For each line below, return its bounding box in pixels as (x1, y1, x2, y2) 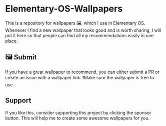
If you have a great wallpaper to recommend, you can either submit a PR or (5, 69, 160, 75)
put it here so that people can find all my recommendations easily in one (5, 32, 154, 38)
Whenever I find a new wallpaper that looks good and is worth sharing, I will (5, 27, 161, 33)
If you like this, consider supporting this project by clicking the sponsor (5, 109, 151, 115)
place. (5, 38, 18, 44)
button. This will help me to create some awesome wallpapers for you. (5, 115, 150, 121)
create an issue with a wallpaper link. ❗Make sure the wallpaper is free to (5, 74, 154, 80)
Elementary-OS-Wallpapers (5, 3, 123, 15)
